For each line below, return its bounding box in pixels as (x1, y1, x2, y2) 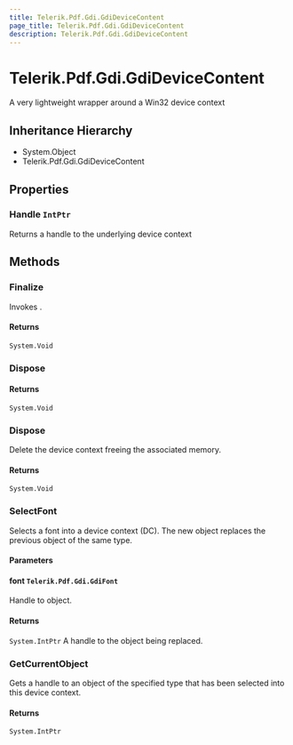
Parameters (9, 555, 53, 565)
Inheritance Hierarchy (9, 123, 133, 138)
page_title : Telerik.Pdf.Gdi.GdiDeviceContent (9, 21, 185, 30)
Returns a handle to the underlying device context (9, 228, 193, 239)
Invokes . (9, 301, 43, 312)
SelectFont (9, 505, 58, 517)
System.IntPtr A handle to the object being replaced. (9, 635, 203, 645)
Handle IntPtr (9, 208, 71, 220)
